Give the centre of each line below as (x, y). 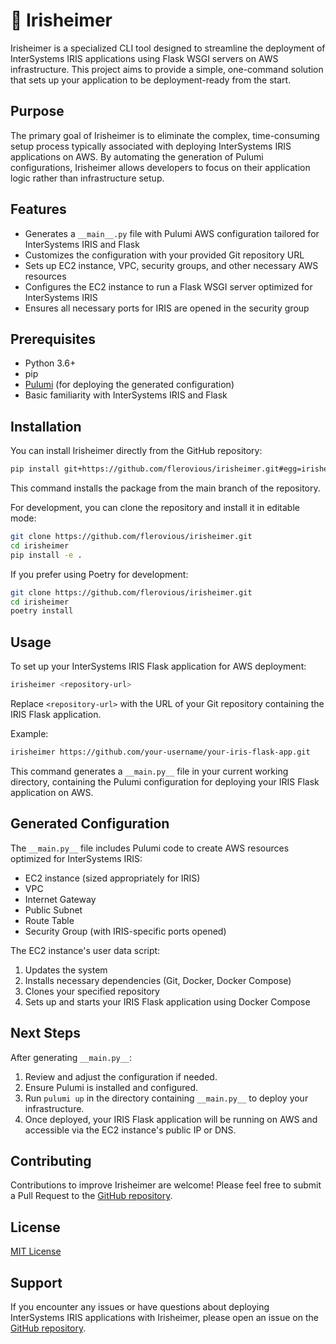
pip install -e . (46, 555)
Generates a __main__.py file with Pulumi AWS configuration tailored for (172, 233)
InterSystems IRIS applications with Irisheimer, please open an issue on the (164, 1317)
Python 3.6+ (50, 363)
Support (36, 1282)
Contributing (51, 1160)
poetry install (42, 611)
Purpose (37, 111)
